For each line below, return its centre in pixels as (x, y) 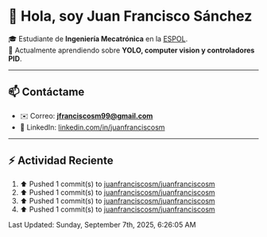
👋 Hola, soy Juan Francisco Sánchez (130, 16)
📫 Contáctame (46, 92)
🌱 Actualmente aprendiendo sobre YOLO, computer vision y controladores (132, 50)
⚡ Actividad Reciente (61, 161)
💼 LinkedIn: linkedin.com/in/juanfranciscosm (92, 127)
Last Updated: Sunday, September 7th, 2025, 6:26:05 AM (102, 224)
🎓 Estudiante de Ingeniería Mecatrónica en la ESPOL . (98, 38)
